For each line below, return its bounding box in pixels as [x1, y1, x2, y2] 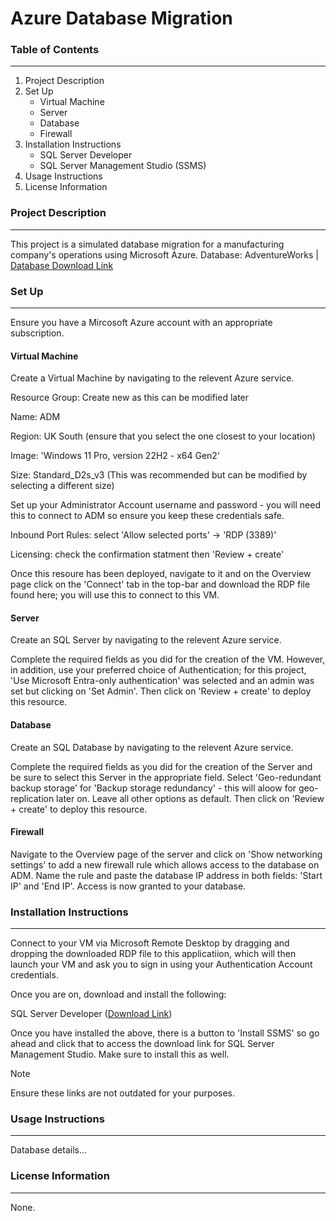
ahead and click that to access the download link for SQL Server [10, 1038, 275, 1050]
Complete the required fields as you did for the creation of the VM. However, [10, 653, 326, 666]
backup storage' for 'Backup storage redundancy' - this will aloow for [10, 782, 297, 794]
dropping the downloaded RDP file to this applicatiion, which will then [10, 948, 297, 960]
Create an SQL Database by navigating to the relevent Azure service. [10, 741, 294, 753]
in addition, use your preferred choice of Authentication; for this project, [10, 664, 307, 676]
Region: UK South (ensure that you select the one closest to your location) [10, 430, 316, 442]
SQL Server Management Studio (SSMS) [39, 160, 207, 172]
